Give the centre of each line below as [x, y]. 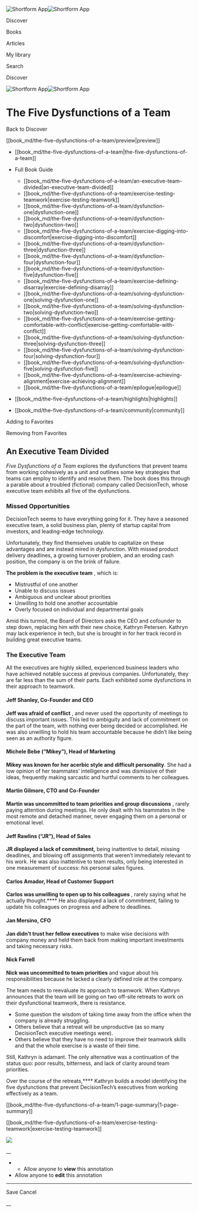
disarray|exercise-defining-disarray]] [68, 287]
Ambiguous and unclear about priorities [63, 597]
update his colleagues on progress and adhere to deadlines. [79, 907]
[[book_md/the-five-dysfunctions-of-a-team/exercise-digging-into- [106, 231]
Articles [16, 43]
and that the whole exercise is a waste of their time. [77, 1045]
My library [19, 55]
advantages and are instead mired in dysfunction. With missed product [92, 549]
